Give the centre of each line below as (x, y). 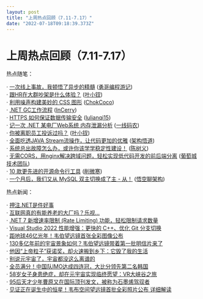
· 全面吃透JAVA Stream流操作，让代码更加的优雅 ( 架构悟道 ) (80, 141)
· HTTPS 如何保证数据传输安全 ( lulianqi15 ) (59, 118)
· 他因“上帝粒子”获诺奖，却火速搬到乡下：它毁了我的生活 (77, 251)
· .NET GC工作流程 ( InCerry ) (42, 110)
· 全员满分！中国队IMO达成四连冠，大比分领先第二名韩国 (77, 266)
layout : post (23, 12)
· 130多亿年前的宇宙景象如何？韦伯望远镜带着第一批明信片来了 (85, 244)
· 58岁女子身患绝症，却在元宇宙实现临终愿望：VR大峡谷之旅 (82, 274)
